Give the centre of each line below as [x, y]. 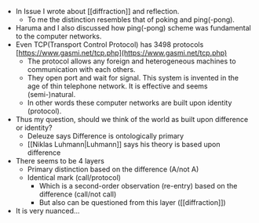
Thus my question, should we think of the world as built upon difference [132, 119]
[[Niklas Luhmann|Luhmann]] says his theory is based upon [124, 144]
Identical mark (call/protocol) [74, 178]
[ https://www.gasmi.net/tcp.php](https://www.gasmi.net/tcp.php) [121, 53]
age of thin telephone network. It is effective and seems [117, 86]
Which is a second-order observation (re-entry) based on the [138, 186]
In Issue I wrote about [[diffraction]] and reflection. [97, 11]
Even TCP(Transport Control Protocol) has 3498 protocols [109, 45]
